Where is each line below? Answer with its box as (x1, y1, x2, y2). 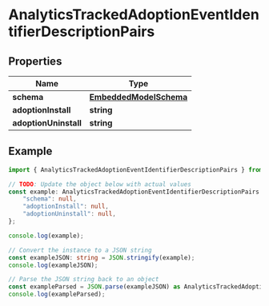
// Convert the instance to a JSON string (8, 246, 152, 254)
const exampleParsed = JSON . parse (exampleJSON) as (8, 283, 181, 291)
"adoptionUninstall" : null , (22, 210, 116, 218)
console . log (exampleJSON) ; (8, 261, 98, 269)
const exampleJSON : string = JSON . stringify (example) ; (8, 253, 195, 261)
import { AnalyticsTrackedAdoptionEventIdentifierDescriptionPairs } (8, 165, 246, 173)
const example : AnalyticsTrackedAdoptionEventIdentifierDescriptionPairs (8, 188, 260, 196)
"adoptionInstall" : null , (22, 202, 110, 211)
